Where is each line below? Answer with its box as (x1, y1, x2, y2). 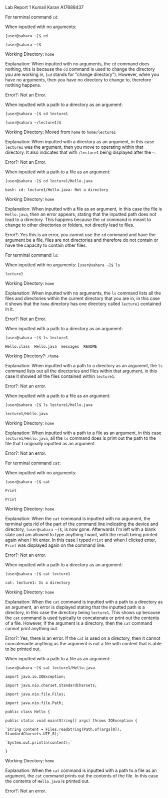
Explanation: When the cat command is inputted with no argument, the (5, 516, 151, 522)
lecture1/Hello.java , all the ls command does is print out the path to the (5, 435, 156, 441)
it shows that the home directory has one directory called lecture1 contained (5, 301, 161, 307)
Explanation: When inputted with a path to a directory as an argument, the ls (5, 363, 163, 368)
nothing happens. (5, 82, 41, 88)
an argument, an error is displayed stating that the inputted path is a (5, 604, 145, 610)
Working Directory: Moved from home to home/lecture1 (5, 129, 116, 135)
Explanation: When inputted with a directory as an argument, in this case (5, 139, 155, 145)
